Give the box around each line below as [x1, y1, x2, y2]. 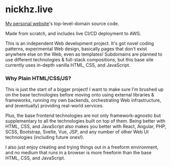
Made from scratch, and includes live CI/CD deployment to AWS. [5, 30, 141, 36]
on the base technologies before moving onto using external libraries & [5, 92, 155, 98]
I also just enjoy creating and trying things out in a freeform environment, [5, 144, 159, 150]
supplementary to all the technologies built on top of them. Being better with [5, 118, 166, 124]
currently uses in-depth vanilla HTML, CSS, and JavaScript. [5, 62, 131, 68]
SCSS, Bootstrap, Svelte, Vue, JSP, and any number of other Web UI [5, 129, 149, 135]
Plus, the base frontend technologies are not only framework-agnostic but [5, 112, 161, 118]
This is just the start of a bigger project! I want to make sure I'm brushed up [5, 86, 164, 92]
